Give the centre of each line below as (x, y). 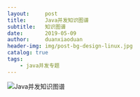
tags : (15, 59)
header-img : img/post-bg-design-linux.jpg (70, 46)
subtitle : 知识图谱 (37, 27)
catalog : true (28, 53)
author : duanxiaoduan (45, 40)
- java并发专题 (40, 66)
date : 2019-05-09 (42, 33)
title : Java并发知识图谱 (48, 20)
